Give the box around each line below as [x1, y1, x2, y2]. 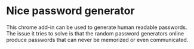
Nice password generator [6, 4, 136, 18]
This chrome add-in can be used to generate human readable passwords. [6, 24, 187, 31]
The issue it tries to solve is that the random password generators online [6, 30, 184, 37]
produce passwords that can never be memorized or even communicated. [6, 36, 189, 43]
